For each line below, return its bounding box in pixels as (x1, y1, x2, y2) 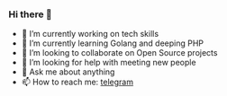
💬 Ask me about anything (21, 66, 115, 77)
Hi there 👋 (8, 8, 53, 21)
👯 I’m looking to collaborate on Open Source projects (21, 48, 218, 58)
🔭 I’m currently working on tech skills (21, 29, 159, 39)
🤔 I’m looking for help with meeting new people (21, 57, 196, 68)
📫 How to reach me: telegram (21, 76, 134, 88)
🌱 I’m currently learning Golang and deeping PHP (21, 38, 204, 48)
